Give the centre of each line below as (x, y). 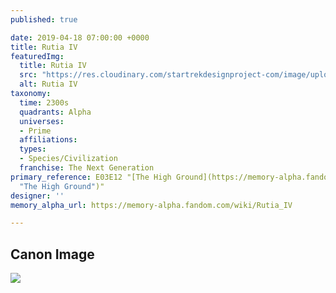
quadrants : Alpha (55, 112)
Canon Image (52, 254)
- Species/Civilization (68, 159)
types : (33, 149)
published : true (44, 19)
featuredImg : (37, 56)
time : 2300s (44, 102)
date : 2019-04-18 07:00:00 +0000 (80, 37)
